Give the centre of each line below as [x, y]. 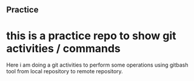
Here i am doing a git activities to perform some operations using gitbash [97, 65]
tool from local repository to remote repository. [65, 71]
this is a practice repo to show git [91, 36]
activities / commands [64, 48]
